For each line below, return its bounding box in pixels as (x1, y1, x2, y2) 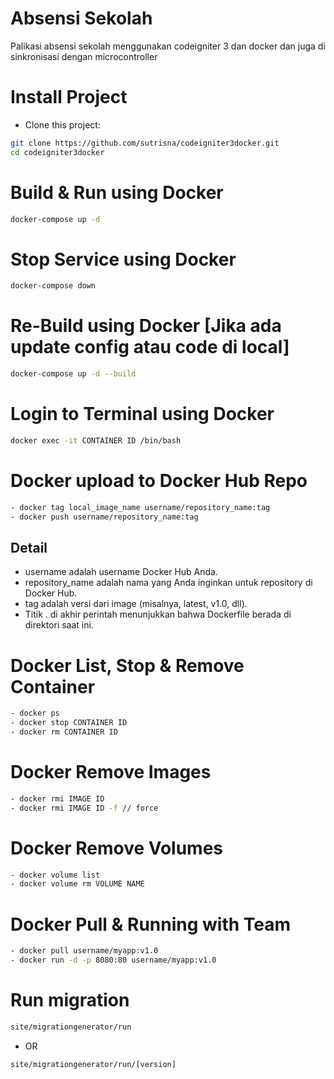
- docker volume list (10, 870, 101, 880)
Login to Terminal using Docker (10, 403, 275, 426)
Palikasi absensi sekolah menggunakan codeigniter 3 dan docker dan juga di (10, 40, 326, 52)
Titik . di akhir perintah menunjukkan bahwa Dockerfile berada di (24, 608, 292, 621)
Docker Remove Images (10, 761, 212, 784)
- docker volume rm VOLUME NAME (10, 879, 145, 889)
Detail (10, 539, 48, 556)
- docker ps (10, 708, 60, 719)
